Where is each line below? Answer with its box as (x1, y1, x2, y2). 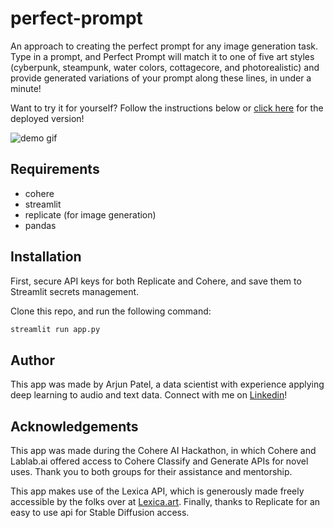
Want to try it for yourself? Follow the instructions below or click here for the (10, 102, 324, 114)
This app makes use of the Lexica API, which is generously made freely (10, 485, 305, 497)
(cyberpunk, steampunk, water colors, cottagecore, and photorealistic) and (10, 61, 320, 73)
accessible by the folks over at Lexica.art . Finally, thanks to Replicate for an (10, 496, 321, 508)
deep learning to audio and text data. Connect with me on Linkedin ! (10, 389, 288, 401)
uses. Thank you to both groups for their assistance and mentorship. (10, 466, 293, 478)
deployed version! (10, 112, 85, 124)
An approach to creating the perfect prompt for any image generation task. (10, 40, 319, 52)
